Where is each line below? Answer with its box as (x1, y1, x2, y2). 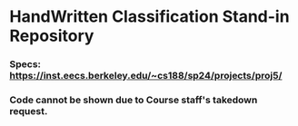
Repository (9, 25, 94, 46)
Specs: (9, 58, 42, 71)
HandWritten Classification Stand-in (9, 6, 290, 27)
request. (9, 105, 48, 118)
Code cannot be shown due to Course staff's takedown (9, 93, 258, 106)
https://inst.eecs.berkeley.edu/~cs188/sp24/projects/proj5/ (9, 70, 283, 82)
